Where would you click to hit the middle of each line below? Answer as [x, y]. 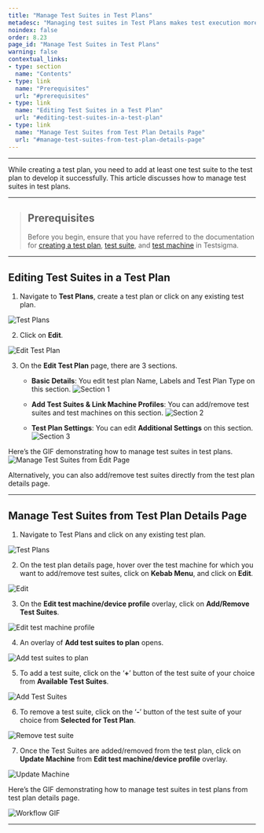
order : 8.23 [27, 37]
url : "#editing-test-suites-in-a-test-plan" [89, 118]
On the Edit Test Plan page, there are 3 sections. [99, 365]
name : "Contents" [44, 74]
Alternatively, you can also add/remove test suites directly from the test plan [132, 475]
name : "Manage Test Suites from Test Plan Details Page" [110, 132]
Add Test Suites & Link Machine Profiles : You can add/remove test [140, 405]
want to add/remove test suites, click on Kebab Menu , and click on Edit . [136, 573]
